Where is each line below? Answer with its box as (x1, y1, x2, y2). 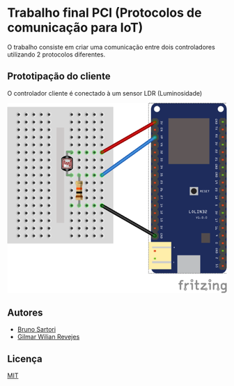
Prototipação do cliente (7, 70, 111, 82)
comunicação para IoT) (7, 20, 143, 36)
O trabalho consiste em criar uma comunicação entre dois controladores (7, 43, 216, 51)
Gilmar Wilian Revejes (17, 333, 80, 341)
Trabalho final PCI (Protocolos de (7, 5, 202, 21)
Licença (7, 352, 43, 364)
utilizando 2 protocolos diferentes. (7, 50, 106, 59)
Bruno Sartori (17, 325, 56, 334)
